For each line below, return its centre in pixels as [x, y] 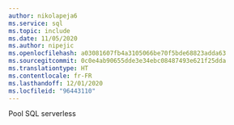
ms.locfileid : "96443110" [52, 91]
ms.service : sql [36, 23]
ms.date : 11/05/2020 [43, 38]
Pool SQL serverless [43, 114]
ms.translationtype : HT [49, 69]
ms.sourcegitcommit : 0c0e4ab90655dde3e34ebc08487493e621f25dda [117, 61]
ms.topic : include [39, 31]
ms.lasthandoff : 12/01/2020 [56, 83]
